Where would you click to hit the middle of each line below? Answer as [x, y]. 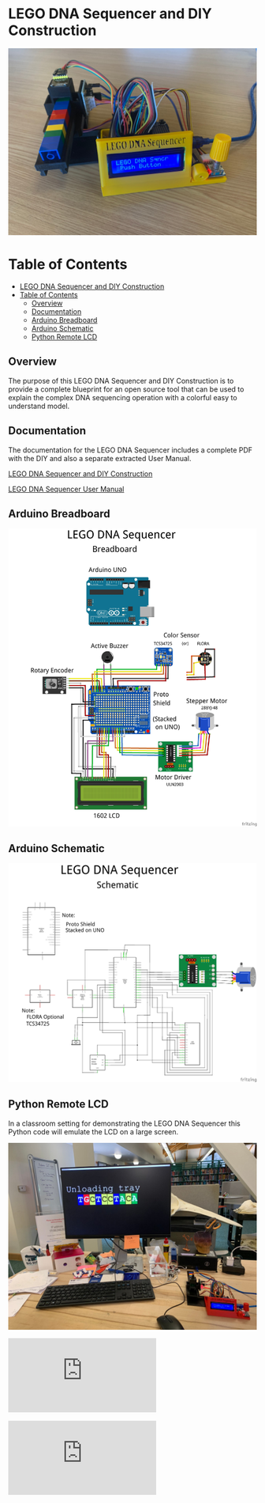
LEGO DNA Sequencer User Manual [66, 489]
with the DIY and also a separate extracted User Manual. [100, 458]
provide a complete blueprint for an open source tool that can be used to [126, 389]
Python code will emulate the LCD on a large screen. [93, 1131]
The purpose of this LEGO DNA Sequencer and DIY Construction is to [121, 380]
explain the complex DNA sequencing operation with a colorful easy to [123, 397]
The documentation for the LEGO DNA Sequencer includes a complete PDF [131, 450]
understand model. [39, 406]
